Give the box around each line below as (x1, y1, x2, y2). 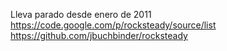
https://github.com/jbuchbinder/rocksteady (10, 30, 188, 41)
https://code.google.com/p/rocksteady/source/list (10, 19, 217, 31)
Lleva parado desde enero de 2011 (10, 9, 152, 20)
